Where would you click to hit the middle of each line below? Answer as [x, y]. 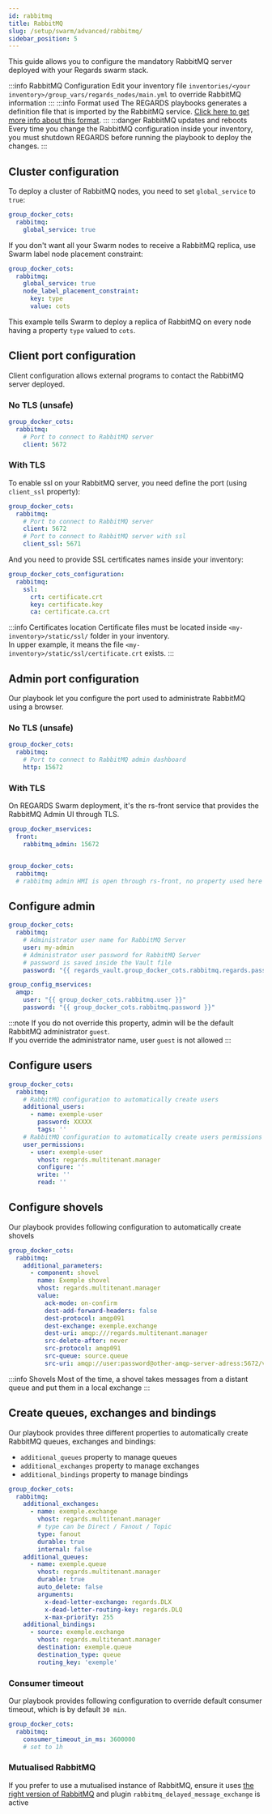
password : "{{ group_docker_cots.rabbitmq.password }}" [119, 1008]
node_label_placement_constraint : [81, 291]
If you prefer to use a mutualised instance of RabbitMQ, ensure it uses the [131, 1785]
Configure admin [52, 906]
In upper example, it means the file [66, 644]
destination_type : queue [79, 1654]
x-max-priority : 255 [79, 1617]
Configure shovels [56, 1207]
